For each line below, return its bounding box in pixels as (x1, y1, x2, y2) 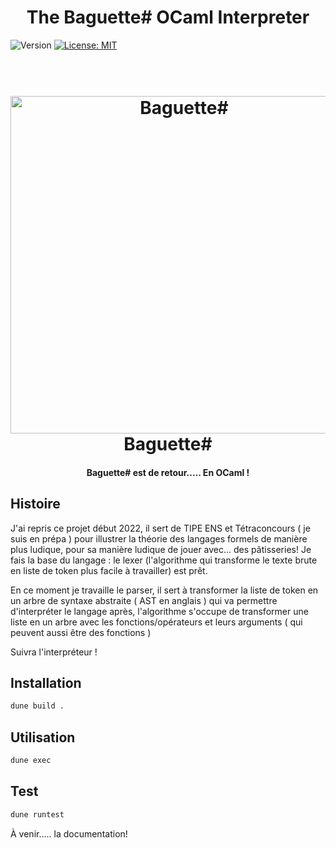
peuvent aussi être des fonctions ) (10, 626, 152, 638)
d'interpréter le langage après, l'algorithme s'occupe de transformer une (10, 605, 309, 617)
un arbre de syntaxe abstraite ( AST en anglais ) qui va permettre (10, 594, 278, 606)
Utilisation (10, 729, 76, 746)
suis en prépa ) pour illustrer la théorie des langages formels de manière (10, 532, 308, 545)
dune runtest (10, 809, 65, 820)
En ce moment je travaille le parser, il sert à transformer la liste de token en (10, 584, 319, 596)
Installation (10, 674, 82, 691)
